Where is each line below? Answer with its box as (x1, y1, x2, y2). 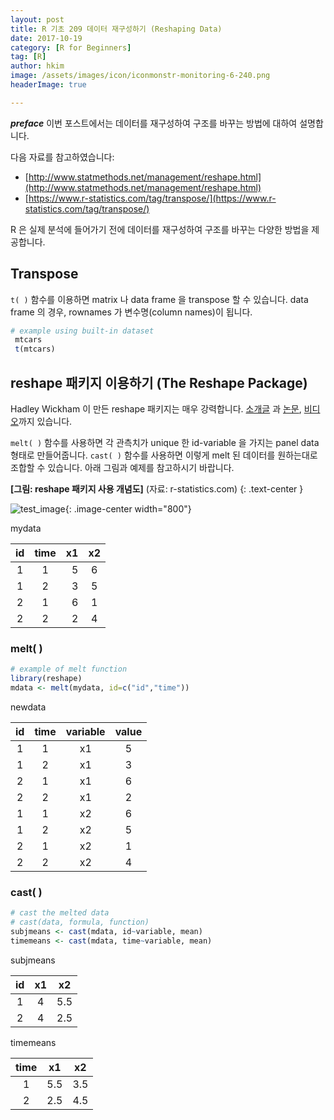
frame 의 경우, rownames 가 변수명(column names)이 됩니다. (10, 306, 253, 318)
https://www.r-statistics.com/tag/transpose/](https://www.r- (28, 192, 277, 204)
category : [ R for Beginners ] (10, 42, 132, 53)
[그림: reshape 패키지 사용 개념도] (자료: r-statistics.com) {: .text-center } (10, 483, 304, 495)
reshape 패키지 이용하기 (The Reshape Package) (10, 374, 308, 391)
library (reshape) (10, 674, 83, 684)
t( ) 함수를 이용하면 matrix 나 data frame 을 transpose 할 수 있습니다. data (10, 293, 309, 305)
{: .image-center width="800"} (64, 503, 192, 515)
